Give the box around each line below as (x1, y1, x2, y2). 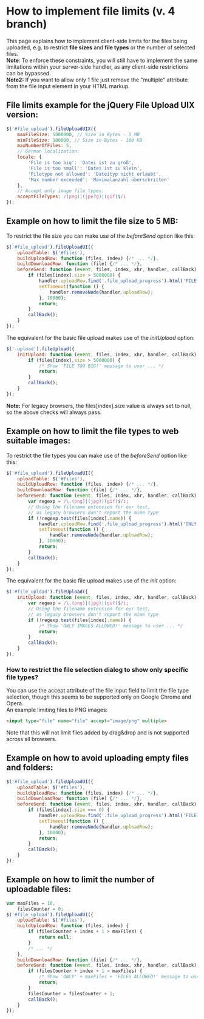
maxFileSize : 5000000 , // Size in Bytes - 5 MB (17, 131, 140, 137)
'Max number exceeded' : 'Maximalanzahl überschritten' (28, 176, 170, 183)
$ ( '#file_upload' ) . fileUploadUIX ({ (6, 126, 97, 132)
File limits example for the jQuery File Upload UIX (6, 100, 195, 111)
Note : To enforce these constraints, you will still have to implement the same (6, 57, 198, 64)
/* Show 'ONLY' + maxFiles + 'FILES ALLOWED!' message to (38, 974, 189, 980)
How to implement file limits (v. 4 (6, 4, 175, 18)
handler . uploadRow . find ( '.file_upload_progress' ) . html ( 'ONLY (38, 521, 197, 527)
